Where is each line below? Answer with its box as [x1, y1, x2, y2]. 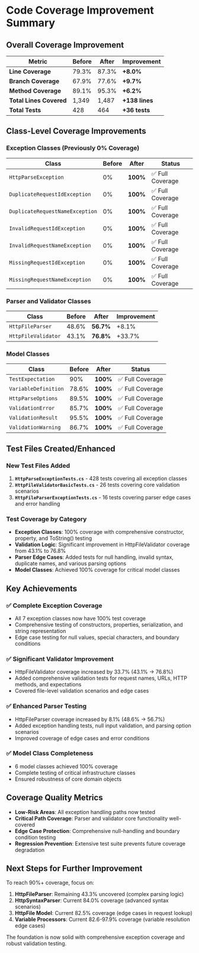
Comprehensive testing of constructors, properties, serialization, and [14, 621, 184, 628]
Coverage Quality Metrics [6, 793, 103, 803]
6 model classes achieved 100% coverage [14, 762, 118, 770]
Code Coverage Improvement [6, 4, 154, 17]
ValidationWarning [9, 424, 61, 431]
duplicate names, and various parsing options [14, 560, 126, 567]
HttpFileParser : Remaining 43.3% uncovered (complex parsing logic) [14, 891, 184, 898]
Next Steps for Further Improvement [6, 863, 143, 873]
